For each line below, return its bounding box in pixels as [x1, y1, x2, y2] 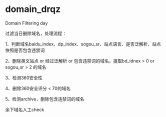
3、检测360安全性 [5, 74, 42, 80]
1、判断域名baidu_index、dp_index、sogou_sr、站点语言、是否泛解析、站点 [5, 41, 161, 47]
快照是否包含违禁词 [5, 47, 45, 53]
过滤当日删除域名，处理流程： [5, 30, 66, 36]
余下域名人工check [5, 106, 44, 112]
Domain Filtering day [5, 20, 48, 26]
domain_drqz [5, 3, 61, 15]
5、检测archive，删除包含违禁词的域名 [5, 96, 84, 102]
